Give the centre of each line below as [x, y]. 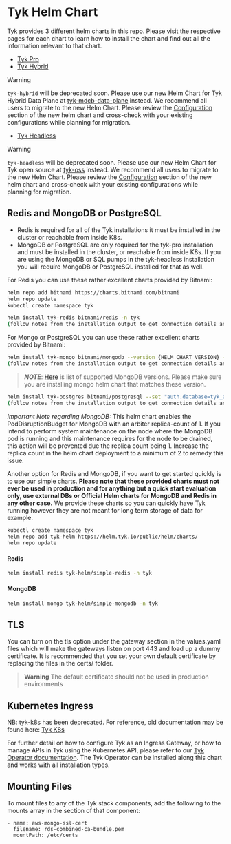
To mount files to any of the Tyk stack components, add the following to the [114, 803]
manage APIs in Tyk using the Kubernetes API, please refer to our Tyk [106, 750]
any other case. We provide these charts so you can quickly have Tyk [106, 503]
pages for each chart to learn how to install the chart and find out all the [109, 38]
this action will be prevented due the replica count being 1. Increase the [108, 446]
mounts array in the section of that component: [74, 810]
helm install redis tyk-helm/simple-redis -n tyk [80, 573]
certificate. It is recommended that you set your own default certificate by [112, 656]
